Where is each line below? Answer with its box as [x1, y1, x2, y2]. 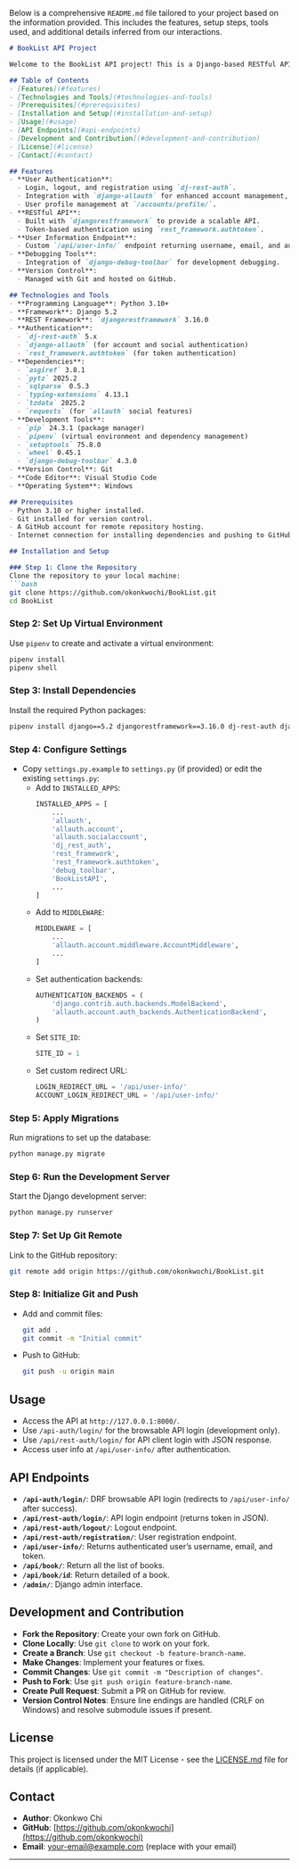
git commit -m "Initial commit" [21, 1333, 142, 1342]
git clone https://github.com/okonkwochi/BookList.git [9, 588, 217, 597]
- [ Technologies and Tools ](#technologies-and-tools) [9, 93, 214, 102]
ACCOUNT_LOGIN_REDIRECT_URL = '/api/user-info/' [35, 1091, 220, 1101]
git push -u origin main [21, 1367, 115, 1376]
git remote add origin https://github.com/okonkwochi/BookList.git [9, 1267, 265, 1275]
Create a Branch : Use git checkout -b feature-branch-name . [21, 1647, 246, 1658]
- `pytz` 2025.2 [17, 374, 77, 383]
